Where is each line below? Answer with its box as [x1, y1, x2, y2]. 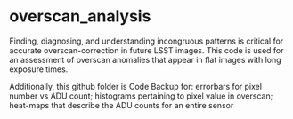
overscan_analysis [9, 6, 151, 27]
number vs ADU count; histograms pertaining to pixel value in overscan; [9, 91, 273, 101]
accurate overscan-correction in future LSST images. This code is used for [9, 44, 284, 55]
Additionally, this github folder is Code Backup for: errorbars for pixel [9, 81, 263, 91]
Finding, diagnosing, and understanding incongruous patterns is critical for [9, 36, 284, 46]
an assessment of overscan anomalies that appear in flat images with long [9, 54, 282, 65]
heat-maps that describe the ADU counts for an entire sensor [9, 99, 234, 110]
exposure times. [9, 64, 69, 75]
